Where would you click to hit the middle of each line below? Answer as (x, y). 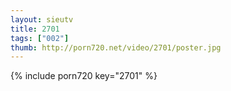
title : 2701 (35, 29)
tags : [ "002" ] (40, 38)
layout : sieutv (42, 19)
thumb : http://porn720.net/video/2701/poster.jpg (116, 47)
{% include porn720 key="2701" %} (84, 76)
